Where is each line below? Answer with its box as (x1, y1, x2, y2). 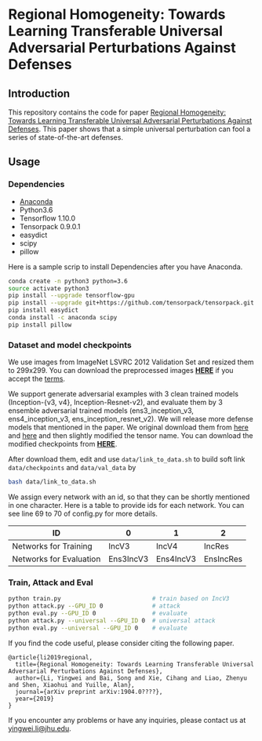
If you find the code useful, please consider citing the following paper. (8, 638, 235, 648)
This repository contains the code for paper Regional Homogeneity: (8, 108, 226, 117)
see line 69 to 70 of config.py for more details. (8, 509, 158, 518)
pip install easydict (8, 306, 79, 315)
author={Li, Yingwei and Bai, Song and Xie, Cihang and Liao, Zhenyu (15, 673, 247, 682)
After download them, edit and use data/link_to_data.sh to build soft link (8, 454, 246, 464)
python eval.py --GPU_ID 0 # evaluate (8, 610, 188, 618)
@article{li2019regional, (8, 653, 93, 661)
